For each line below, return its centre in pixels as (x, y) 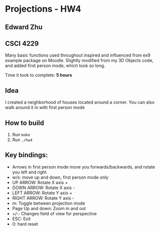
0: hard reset (25, 224)
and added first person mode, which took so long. (55, 66)
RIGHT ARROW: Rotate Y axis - (43, 198)
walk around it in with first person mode (45, 107)
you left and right (29, 172)
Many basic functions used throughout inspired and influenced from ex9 (78, 55)
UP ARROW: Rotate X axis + (40, 182)
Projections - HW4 (43, 9)
